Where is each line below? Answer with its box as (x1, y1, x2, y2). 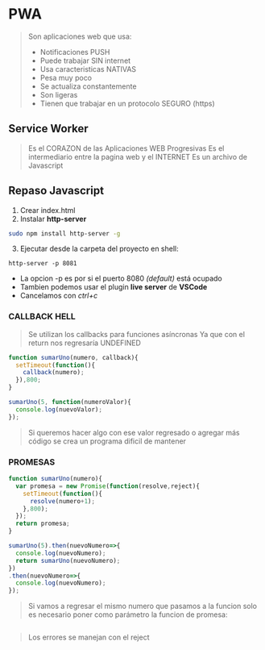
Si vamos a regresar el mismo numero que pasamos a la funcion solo (27, 602, 258, 611)
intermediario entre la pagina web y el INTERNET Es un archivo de (27, 152, 248, 161)
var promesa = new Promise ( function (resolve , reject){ (15, 481, 200, 490)
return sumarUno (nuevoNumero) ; (15, 556, 121, 565)
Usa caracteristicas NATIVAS (39, 64, 137, 73)
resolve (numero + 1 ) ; (29, 497, 95, 505)
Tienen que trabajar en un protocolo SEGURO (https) (39, 98, 215, 108)
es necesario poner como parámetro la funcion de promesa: (27, 610, 228, 619)
